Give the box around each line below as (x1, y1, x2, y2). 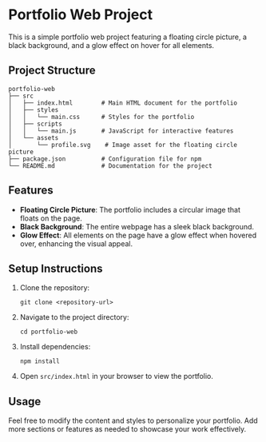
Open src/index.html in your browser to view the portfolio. (19, 372, 214, 381)
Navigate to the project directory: (19, 313, 129, 322)
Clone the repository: (19, 283, 90, 293)
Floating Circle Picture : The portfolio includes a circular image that (19, 205, 241, 214)
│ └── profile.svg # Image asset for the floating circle (8, 141, 238, 149)
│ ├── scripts (8, 120, 62, 128)
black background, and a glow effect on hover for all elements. (8, 40, 214, 50)
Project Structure (8, 64, 96, 78)
